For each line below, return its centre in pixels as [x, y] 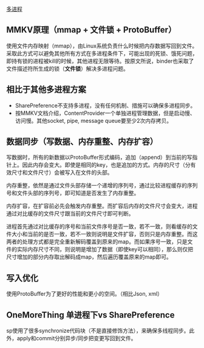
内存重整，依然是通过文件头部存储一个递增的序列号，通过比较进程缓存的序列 [102, 186]
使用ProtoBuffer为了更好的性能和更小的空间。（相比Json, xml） [84, 294]
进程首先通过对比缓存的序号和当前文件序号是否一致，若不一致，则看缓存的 [99, 226]
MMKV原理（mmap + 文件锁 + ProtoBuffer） [91, 30]
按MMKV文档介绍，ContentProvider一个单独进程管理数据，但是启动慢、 [105, 113]
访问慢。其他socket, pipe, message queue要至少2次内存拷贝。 [93, 120]
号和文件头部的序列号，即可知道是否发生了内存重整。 [73, 193]
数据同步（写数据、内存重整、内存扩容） [82, 142]
